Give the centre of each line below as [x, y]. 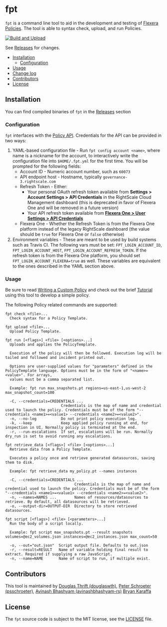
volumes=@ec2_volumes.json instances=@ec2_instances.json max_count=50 [81, 537]
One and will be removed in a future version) [73, 208]
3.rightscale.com [38, 182]
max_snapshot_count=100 [30, 393]
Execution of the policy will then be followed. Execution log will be [86, 353]
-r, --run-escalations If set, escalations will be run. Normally [81, 432]
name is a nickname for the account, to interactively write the [75, 156]
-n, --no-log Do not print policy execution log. [73, 419]
